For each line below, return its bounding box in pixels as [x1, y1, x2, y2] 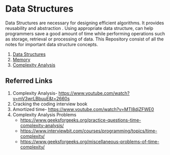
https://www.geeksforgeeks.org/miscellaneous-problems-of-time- [20, 138, 160, 144]
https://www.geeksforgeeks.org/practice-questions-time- [20, 117, 141, 123]
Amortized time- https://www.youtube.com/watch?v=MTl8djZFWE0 [12, 106, 154, 112]
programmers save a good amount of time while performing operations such [5, 30, 165, 36]
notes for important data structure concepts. [5, 41, 98, 47]
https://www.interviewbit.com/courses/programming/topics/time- [20, 128, 157, 134]
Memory [12, 56, 30, 62]
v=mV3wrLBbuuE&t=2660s [12, 95, 70, 101]
